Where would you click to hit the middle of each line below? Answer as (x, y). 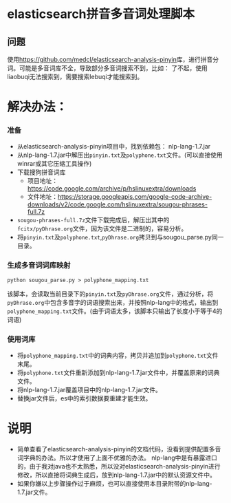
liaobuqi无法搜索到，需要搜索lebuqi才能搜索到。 (75, 77)
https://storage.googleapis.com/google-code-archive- (135, 197)
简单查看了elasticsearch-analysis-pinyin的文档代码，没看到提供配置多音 (119, 449)
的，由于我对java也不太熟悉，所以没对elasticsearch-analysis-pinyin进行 (119, 467)
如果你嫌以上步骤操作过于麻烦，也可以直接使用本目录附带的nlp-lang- (115, 484)
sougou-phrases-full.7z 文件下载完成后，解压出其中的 (93, 220)
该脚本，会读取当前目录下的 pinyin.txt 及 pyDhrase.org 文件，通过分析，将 (110, 294)
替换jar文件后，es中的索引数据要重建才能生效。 (84, 398)
